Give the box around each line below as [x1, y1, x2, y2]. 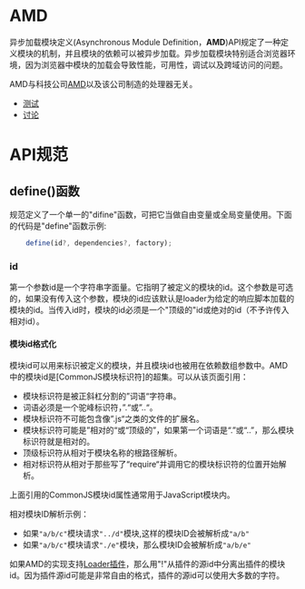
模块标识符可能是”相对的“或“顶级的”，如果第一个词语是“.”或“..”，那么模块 [22, 425, 295, 436]
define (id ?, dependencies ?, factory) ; [25, 238, 172, 248]
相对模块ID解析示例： [9, 509, 89, 520]
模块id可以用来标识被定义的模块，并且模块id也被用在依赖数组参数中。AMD [9, 360, 289, 371]
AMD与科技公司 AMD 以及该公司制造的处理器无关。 [9, 78, 198, 89]
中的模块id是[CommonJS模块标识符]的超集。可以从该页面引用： [9, 371, 249, 382]
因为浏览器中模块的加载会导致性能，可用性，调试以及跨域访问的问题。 [25, 59, 288, 70]
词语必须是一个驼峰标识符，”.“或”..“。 [22, 402, 158, 413]
